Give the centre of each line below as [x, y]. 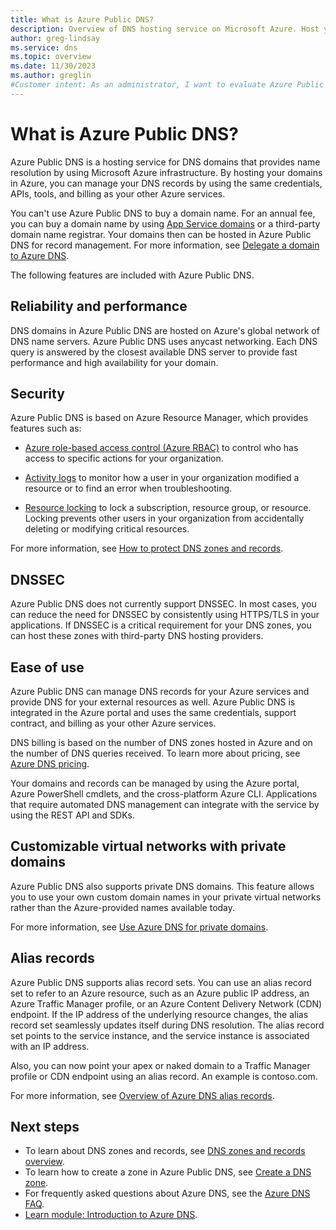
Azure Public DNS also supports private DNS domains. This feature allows [162, 886]
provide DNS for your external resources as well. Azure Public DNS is [153, 702]
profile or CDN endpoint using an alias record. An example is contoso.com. [164, 1076]
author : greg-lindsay [55, 38]
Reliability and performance [99, 306]
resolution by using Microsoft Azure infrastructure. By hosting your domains [166, 172]
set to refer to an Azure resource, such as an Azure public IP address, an [160, 993]
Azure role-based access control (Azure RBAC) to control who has [161, 448]
